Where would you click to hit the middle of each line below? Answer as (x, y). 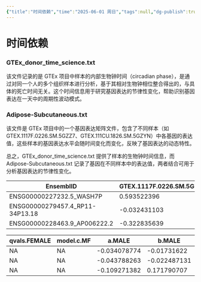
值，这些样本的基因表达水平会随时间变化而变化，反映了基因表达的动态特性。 (100, 143)
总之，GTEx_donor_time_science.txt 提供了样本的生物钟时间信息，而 (90, 156)
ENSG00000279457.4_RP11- (53, 206)
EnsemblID (61, 187)
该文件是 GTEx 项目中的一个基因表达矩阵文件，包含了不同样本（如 (88, 128)
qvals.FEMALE (30, 241)
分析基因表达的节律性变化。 (40, 171)
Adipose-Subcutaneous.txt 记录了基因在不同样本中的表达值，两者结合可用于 (100, 164)
